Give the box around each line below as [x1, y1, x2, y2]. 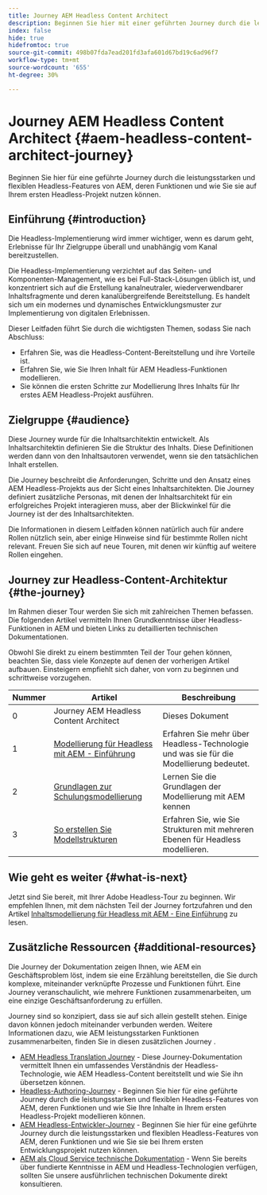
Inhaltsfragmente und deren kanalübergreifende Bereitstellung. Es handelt [8, 292, 250, 301]
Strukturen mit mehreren [162, 824, 254, 835]
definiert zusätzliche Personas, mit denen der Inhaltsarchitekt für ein [8, 492, 233, 502]
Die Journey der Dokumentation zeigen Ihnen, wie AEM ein [8, 961, 202, 971]
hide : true [8, 33, 44, 42]
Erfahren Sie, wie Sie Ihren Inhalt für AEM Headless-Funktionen [19, 364, 228, 375]
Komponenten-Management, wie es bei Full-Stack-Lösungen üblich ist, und [8, 274, 256, 284]
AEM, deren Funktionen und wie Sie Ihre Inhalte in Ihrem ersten [19, 1103, 226, 1112]
